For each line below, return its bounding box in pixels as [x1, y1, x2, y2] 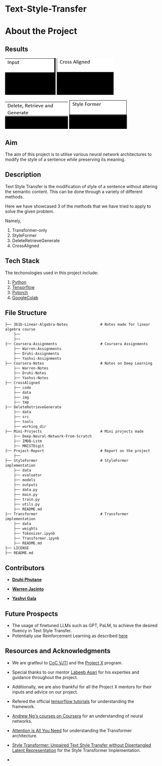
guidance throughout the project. [12, 674, 78, 680]
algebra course [5, 327, 36, 332]
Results [5, 45, 29, 53]
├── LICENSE [5, 546, 29, 551]
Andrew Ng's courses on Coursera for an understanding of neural [12, 713, 144, 719]
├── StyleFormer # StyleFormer [5, 458, 129, 463]
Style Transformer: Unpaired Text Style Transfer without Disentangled [12, 742, 151, 748]
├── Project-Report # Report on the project [5, 449, 150, 453]
